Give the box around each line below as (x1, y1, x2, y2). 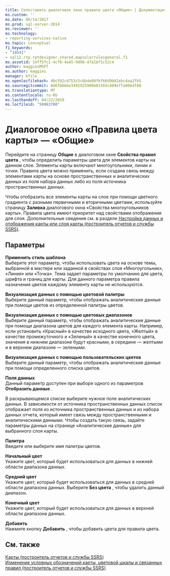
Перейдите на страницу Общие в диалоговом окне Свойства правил (5, 151, 156, 158)
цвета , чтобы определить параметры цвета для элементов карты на (5, 157, 155, 163)
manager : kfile (5, 74, 37, 79)
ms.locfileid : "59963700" (5, 102, 60, 107)
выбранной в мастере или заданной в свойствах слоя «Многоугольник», (5, 265, 163, 271)
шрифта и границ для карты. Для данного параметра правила (5, 276, 140, 282)
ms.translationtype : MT (5, 87, 56, 93)
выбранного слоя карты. (5, 428, 59, 434)
